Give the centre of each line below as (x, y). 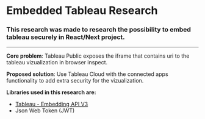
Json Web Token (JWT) (45, 110)
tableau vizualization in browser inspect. (57, 63)
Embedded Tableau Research (82, 11)
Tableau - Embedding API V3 (52, 104)
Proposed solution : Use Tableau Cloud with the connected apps (88, 74)
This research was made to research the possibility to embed (99, 30)
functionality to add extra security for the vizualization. (75, 81)
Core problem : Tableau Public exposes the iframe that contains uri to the (98, 56)
